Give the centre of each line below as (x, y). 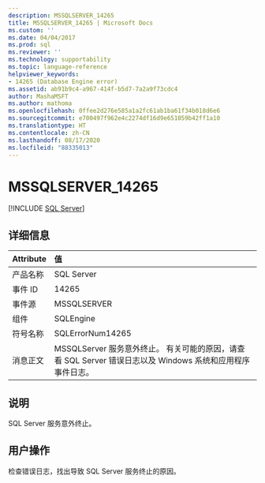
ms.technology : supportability (60, 60)
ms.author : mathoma (40, 103)
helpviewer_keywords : (44, 74)
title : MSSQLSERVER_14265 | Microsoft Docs (81, 23)
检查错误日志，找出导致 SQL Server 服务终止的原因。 (95, 471)
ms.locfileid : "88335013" (50, 148)
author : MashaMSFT (38, 96)
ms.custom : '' (32, 30)
